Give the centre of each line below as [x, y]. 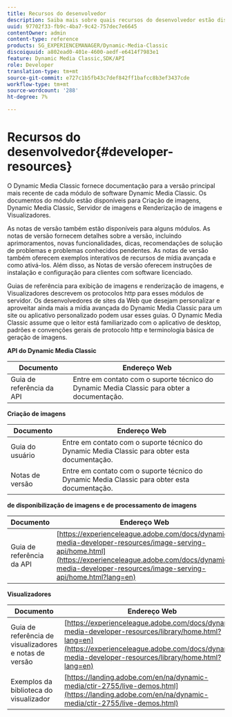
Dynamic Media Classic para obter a [132, 388]
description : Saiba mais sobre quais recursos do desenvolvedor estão [111, 20]
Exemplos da [32, 681]
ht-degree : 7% [28, 97]
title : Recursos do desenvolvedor [57, 13]
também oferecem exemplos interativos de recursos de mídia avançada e [112, 258]
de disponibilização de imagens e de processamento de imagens [102, 505]
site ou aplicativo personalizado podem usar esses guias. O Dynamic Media [115, 315]
